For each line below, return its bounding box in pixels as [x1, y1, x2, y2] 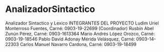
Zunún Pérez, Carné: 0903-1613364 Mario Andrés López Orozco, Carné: [5, 30, 155, 36]
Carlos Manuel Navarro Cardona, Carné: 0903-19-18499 [20, 41, 137, 47]
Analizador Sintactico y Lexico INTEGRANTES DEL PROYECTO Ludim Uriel [5, 20, 159, 26]
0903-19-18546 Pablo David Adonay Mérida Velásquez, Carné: [5, 36, 135, 42]
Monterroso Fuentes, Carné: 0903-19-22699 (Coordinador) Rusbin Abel [5, 25, 154, 31]
